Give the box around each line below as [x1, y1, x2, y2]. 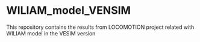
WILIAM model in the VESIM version [6, 29, 96, 37]
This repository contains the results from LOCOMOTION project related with [6, 23, 195, 31]
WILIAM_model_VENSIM [6, 4, 131, 17]
